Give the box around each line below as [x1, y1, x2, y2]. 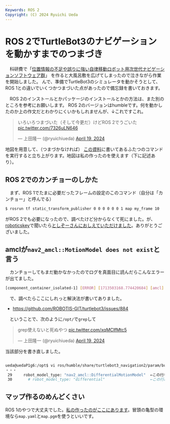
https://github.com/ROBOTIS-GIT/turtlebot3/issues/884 [12, 305, 129, 311]
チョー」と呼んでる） [9, 196, 54, 202]
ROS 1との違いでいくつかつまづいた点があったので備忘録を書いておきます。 [5, 85, 163, 91]
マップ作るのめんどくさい [5, 392, 85, 401]
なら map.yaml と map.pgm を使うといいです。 [9, 413, 97, 419]
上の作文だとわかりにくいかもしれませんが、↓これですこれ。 [18, 109, 146, 115]
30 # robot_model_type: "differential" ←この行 [7, 377, 164, 382]
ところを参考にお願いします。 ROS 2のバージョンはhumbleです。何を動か [5, 102, 158, 108]
